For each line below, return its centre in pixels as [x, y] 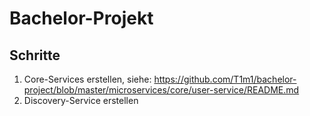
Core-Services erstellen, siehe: [87, 79]
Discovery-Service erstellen [81, 100]
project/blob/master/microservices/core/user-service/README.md [161, 90]
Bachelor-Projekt [81, 18]
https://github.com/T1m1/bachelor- [225, 79]
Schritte [35, 55]
